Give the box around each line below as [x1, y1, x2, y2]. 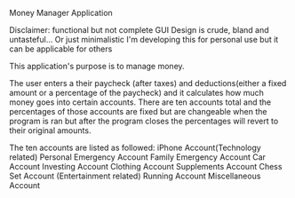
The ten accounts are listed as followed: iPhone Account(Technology [9, 142, 262, 153]
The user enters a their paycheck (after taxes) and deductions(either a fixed [9, 78, 287, 88]
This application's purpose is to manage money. [9, 61, 185, 71]
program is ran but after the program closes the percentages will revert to [9, 115, 279, 126]
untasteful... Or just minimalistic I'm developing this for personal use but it [9, 35, 279, 44]
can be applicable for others [9, 44, 113, 54]
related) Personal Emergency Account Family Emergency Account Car [9, 152, 267, 162]
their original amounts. [9, 125, 92, 136]
